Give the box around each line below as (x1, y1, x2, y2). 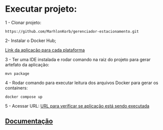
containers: (5, 85, 28, 91)
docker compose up (5, 94, 43, 99)
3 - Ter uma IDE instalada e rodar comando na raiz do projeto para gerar (5, 56, 151, 62)
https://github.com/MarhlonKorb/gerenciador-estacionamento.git (5, 29, 139, 34)
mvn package (5, 71, 29, 76)
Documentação (5, 117, 53, 126)
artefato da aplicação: (5, 62, 49, 67)
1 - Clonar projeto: (5, 20, 42, 25)
